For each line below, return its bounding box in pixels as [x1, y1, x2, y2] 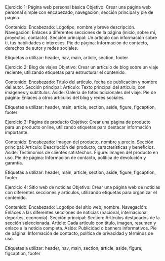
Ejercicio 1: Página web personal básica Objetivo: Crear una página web [5, 4, 151, 10]
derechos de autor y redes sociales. [5, 45, 78, 51]
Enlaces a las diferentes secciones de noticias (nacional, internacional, [5, 209, 149, 215]
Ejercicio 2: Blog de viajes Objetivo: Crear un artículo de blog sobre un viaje [5, 64, 159, 70]
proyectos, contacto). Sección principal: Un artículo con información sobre [5, 34, 157, 40]
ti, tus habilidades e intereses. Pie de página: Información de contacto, [5, 40, 149, 46]
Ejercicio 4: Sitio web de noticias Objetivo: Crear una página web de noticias [5, 184, 161, 190]
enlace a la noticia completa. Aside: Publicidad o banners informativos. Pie [5, 225, 157, 231]
